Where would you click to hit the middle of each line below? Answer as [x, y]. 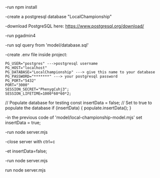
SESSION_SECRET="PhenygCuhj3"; [37, 89]
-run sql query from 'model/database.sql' [47, 45]
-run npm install [21, 7]
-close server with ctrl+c [30, 141]
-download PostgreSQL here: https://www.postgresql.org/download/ [75, 26]
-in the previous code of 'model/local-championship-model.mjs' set [74, 117]
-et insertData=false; [26, 151]
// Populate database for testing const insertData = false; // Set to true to [79, 103]
